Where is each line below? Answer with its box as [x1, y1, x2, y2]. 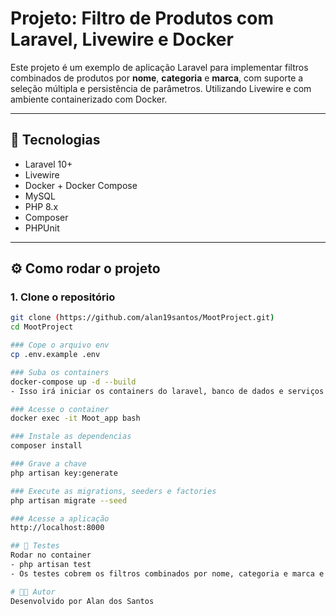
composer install [10, 441, 83, 451]
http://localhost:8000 [10, 523, 105, 533]
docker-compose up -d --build [10, 377, 137, 387]
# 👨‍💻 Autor [10, 587, 56, 597]
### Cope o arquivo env [10, 340, 110, 351]
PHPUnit [24, 222, 60, 234]
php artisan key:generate [10, 468, 118, 478]
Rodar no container [10, 550, 92, 561]
